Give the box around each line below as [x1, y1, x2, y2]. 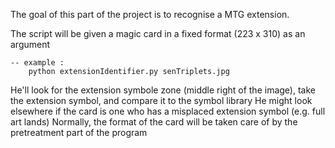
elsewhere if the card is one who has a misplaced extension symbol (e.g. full [10, 105, 326, 117]
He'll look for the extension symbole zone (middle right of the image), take [10, 84, 316, 96]
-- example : [10, 58, 65, 68]
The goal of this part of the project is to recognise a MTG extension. [10, 9, 290, 20]
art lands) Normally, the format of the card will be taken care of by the [10, 116, 298, 128]
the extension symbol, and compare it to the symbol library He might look [10, 95, 313, 106]
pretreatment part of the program [10, 127, 148, 138]
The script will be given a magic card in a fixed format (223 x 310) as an [10, 28, 306, 39]
